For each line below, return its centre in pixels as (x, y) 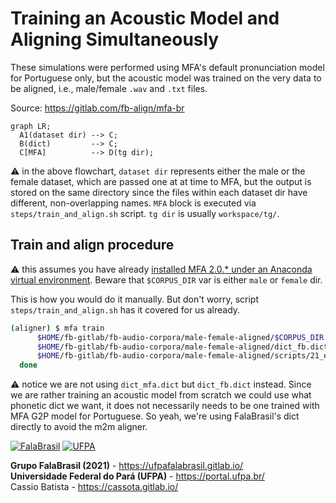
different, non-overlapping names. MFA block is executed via (133, 203)
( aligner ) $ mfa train (57, 328)
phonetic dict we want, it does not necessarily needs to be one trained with (165, 406)
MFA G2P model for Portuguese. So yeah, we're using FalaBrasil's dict (155, 416)
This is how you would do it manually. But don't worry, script (135, 299)
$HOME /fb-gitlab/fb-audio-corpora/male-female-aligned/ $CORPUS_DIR (180, 337)
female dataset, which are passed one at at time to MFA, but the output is (161, 181)
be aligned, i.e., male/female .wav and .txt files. (109, 88)
